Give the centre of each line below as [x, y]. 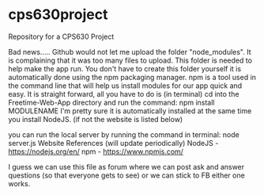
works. [19, 183]
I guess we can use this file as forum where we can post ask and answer [126, 166]
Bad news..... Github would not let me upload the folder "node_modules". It [130, 52]
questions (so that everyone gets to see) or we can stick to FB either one [126, 175]
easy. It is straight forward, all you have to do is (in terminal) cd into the [124, 94]
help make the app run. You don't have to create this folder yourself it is [125, 68]
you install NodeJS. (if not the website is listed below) [96, 119]
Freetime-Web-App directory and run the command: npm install [111, 102]
